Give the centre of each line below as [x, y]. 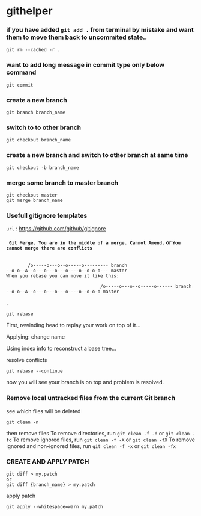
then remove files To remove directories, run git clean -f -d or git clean [98, 433]
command [21, 72]
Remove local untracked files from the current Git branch [91, 398]
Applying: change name [36, 337]
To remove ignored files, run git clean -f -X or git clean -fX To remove [104, 440]
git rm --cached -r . [33, 50]
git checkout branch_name [38, 140]
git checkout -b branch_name [43, 167]
